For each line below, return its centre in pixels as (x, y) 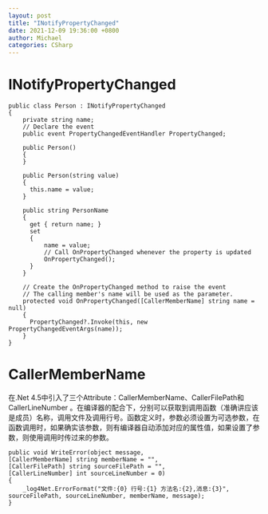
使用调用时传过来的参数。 (71, 437)
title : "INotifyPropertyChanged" (64, 23)
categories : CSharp (41, 45)
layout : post (30, 16)
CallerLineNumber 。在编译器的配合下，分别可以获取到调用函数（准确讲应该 (134, 408)
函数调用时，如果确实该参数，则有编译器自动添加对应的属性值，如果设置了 (130, 428)
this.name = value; (61, 190)
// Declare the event (58, 127)
